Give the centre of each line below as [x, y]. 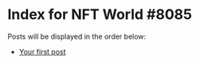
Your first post [42, 51]
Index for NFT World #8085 [100, 15]
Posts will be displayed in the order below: [77, 36]
